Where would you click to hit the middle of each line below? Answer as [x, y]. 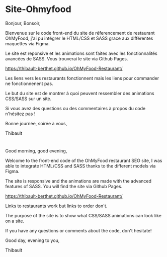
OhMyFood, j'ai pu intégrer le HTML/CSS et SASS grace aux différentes [79, 38]
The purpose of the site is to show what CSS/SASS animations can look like [83, 216]
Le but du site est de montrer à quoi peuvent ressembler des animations [80, 93]
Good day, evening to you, [32, 240]
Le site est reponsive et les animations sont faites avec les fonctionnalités [81, 53]
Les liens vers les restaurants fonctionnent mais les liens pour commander [82, 78]
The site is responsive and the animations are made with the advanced [78, 181]
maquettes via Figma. [28, 43]
